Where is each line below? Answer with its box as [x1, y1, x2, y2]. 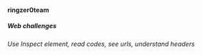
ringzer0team [7, 6, 49, 14]
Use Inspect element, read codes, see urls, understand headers [7, 39, 195, 48]
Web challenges [7, 22, 57, 30]
